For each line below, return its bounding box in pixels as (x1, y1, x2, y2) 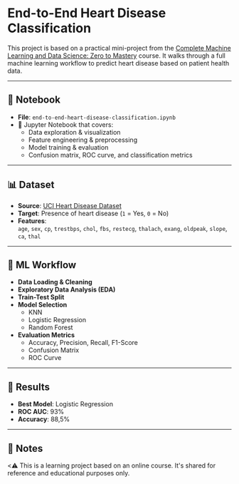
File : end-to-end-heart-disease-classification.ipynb (17, 113, 176, 121)
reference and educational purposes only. (7, 469, 130, 477)
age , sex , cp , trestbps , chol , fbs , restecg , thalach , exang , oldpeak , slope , (17, 224, 228, 232)
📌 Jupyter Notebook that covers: (17, 120, 114, 129)
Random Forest (28, 323, 73, 332)
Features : (17, 216, 47, 225)
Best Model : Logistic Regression (17, 400, 114, 408)
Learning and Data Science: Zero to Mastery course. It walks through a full (7, 51, 226, 60)
